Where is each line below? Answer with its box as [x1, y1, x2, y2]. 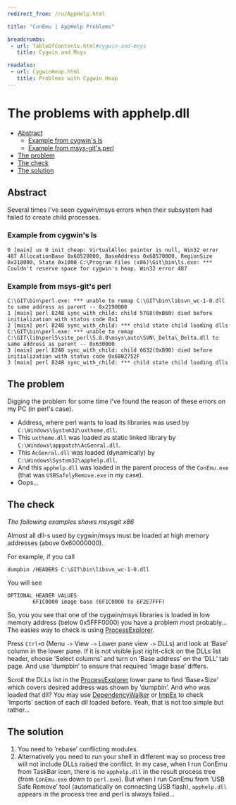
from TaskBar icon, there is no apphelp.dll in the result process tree [17, 767, 216, 775]
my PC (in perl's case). [7, 404, 74, 413]
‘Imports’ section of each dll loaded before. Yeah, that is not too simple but [7, 698, 224, 706]
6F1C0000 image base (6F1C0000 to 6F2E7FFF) [32, 598, 166, 605]
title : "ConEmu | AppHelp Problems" [7, 23, 115, 30]
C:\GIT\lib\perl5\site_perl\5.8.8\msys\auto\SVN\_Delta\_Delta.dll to [7, 335, 219, 342]
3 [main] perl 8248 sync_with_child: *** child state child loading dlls [7, 359, 229, 366]
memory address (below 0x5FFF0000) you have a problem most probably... [7, 618, 228, 626]
